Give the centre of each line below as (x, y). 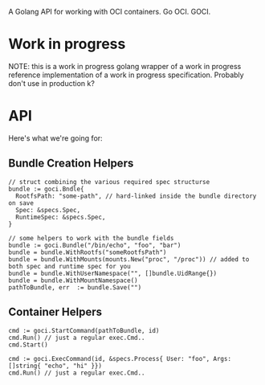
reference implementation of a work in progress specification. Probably (126, 75)
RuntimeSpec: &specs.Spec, (61, 217)
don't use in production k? (51, 83)
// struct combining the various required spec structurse (109, 182)
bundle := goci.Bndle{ (46, 189)
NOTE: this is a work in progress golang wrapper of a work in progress (125, 66)
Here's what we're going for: (55, 138)
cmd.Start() (28, 345)
